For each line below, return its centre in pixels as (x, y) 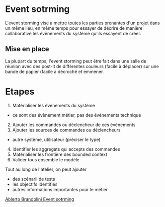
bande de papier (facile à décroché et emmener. (55, 71)
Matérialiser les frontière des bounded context (60, 154)
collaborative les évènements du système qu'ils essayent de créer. (73, 33)
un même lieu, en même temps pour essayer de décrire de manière (74, 28)
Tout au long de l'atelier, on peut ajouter (46, 169)
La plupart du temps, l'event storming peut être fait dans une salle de (76, 61)
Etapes (20, 92)
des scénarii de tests (34, 179)
